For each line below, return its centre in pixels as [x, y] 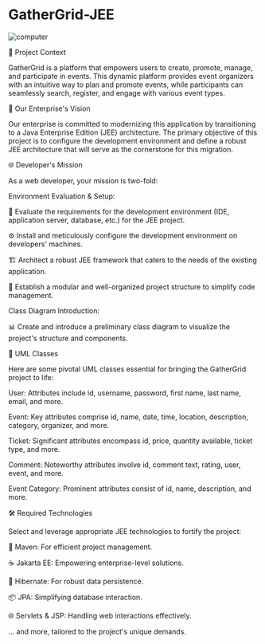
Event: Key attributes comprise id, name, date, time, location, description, [129, 417]
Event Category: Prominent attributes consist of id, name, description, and [130, 489]
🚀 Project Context [37, 52]
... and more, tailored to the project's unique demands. [97, 631]
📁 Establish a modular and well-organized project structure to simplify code [132, 287]
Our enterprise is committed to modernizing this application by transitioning [132, 124]
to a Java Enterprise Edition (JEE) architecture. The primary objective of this [133, 132]
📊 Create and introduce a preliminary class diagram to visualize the [119, 326]
